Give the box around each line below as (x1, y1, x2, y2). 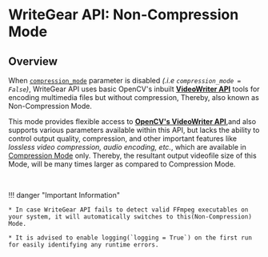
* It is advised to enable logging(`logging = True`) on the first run (8, 234, 252, 242)
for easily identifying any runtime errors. (8, 241, 159, 249)
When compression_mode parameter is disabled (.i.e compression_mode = (8, 76, 242, 85)
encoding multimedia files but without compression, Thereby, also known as (8, 93, 260, 102)
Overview (8, 54, 58, 68)
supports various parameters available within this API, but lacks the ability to (8, 126, 260, 135)
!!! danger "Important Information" (8, 191, 120, 199)
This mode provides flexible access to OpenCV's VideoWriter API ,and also (8, 117, 257, 126)
